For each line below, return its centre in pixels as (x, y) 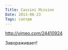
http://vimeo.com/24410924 (34, 33)
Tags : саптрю (19, 19)
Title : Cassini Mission (30, 10)
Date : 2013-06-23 (23, 14)
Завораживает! (21, 43)
